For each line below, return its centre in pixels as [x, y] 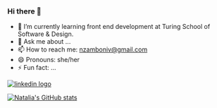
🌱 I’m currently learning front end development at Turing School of [114, 27]
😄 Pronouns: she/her [48, 60]
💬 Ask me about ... [44, 42]
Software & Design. [45, 34]
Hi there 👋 [25, 11]
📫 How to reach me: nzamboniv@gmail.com [82, 49]
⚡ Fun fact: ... [37, 68]
